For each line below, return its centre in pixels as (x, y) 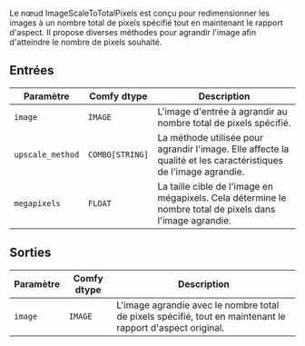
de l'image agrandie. (201, 172)
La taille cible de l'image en (216, 186)
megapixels (37, 203)
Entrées (32, 70)
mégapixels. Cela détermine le (222, 197)
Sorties (30, 253)
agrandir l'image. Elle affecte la (223, 149)
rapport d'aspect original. (171, 328)
